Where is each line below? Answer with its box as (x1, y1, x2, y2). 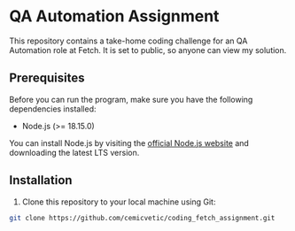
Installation (9, 173, 73, 188)
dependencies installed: (9, 104, 97, 114)
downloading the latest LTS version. (9, 147, 140, 158)
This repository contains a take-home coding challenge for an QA (9, 35, 248, 46)
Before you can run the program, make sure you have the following (9, 94, 253, 104)
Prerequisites (9, 71, 85, 86)
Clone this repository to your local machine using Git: (21, 196, 216, 207)
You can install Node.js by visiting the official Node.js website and (9, 137, 250, 148)
